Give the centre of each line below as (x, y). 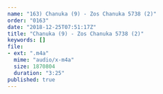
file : (15, 47)
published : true (31, 80)
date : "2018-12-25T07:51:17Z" (52, 27)
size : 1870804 (34, 66)
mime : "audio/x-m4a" (44, 60)
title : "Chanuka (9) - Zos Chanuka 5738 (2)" (75, 34)
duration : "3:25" (39, 73)
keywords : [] (27, 40)
